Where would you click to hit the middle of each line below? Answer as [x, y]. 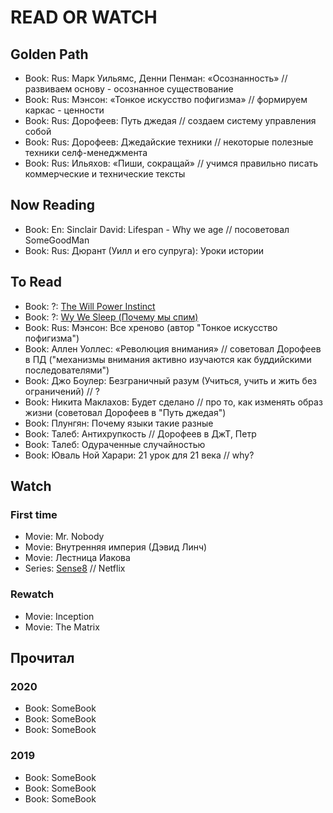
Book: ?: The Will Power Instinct [90, 306]
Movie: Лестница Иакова [77, 558]
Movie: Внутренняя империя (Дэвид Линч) [116, 547]
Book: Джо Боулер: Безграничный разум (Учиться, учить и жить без [170, 380]
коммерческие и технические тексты [105, 174]
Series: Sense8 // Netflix [75, 568]
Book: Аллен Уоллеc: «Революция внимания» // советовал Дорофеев [173, 348]
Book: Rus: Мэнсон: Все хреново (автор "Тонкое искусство [151, 327]
